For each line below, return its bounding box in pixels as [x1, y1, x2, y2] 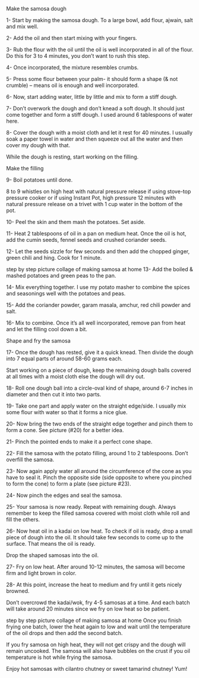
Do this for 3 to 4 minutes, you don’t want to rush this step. [6, 52, 150, 59]
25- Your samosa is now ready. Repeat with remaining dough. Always [6, 503, 176, 510]
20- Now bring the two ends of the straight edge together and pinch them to [6, 420, 193, 427]
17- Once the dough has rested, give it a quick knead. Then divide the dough [6, 349, 194, 356]
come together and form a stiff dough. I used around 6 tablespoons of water [6, 111, 193, 118]
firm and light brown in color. [6, 570, 77, 577]
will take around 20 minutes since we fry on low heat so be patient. [6, 605, 170, 612]
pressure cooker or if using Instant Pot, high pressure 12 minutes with [6, 194, 176, 201]
